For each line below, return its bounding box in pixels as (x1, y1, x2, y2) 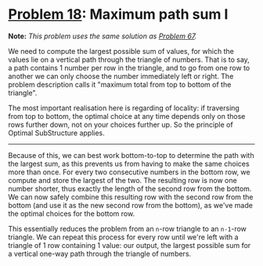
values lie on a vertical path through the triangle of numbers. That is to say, (8, 55, 250, 64)
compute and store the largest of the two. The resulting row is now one (8, 175, 237, 185)
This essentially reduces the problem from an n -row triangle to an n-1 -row (8, 224, 247, 233)
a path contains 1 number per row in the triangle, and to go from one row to (8, 63, 250, 72)
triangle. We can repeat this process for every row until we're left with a (8, 232, 239, 242)
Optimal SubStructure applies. (8, 128, 106, 138)
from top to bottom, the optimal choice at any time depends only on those (8, 111, 246, 120)
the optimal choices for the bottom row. (8, 209, 135, 218)
